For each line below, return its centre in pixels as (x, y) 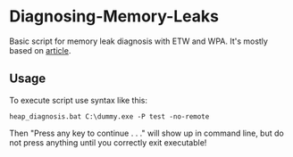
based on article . (40, 50)
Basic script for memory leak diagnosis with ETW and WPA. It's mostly (138, 41)
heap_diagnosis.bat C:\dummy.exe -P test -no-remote (109, 116)
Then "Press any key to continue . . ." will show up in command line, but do (146, 133)
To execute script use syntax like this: (79, 100)
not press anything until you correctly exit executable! (108, 142)
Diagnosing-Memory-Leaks (114, 17)
